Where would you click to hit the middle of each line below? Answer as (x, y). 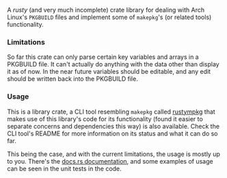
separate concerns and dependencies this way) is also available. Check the (113, 126)
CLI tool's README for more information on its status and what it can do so (112, 133)
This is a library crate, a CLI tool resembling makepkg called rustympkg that (111, 112)
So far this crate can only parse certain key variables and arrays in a (103, 57)
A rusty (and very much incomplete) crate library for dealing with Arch (106, 10)
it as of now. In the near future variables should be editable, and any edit (109, 72)
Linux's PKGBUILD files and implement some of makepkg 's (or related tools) (109, 17)
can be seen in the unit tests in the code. (64, 168)
